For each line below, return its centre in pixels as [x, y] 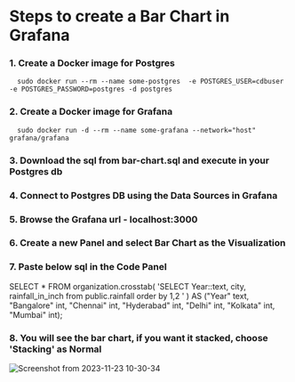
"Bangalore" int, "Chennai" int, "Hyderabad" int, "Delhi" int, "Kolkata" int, [142, 305]
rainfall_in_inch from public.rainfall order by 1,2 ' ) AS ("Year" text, [129, 296]
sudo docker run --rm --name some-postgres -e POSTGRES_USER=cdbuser [151, 82]
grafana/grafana [39, 138]
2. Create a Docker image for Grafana [91, 111]
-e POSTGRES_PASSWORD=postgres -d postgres [91, 89]
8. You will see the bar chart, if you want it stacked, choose [139, 337]
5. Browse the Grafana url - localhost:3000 [104, 219]
